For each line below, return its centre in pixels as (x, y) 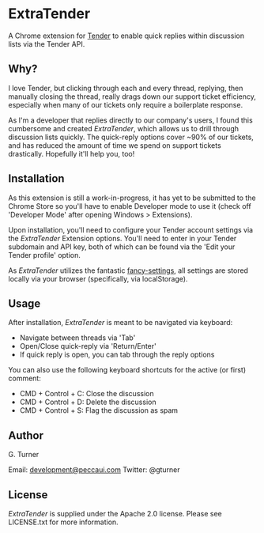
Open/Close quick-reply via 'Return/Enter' (88, 346)
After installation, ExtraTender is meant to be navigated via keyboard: (121, 323)
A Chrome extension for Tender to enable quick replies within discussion (126, 36)
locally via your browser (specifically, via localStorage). (98, 278)
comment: (25, 378)
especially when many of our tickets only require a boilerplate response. (126, 104)
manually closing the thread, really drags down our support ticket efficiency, (132, 96)
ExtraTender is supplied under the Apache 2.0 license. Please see (115, 514)
